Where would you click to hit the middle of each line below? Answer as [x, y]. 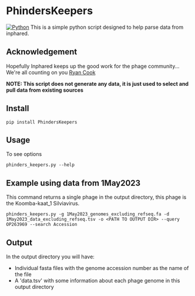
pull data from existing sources [45, 90]
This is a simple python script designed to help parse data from [107, 27]
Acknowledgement [42, 52]
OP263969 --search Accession [42, 225]
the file [23, 274]
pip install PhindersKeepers [42, 122]
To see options [24, 154]
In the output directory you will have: [51, 257]
